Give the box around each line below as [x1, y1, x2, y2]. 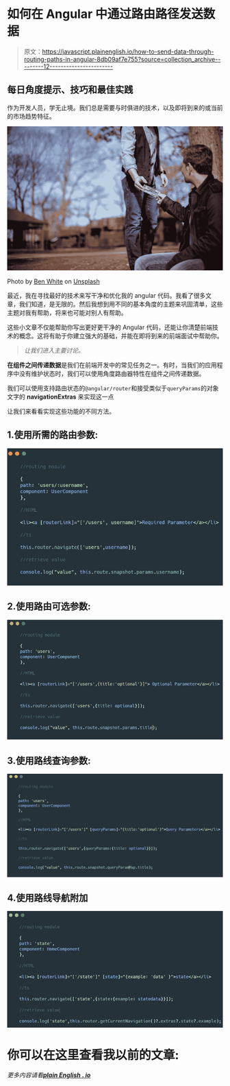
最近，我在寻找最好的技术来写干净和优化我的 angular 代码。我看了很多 [7, 291, 206, 299]
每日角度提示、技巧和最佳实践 [7, 84, 133, 96]
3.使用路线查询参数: [7, 755, 91, 766]
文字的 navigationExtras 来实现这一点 [7, 392, 114, 401]
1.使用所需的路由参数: [7, 429, 99, 441]
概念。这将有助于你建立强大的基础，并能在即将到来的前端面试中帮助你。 [18, 331, 223, 340]
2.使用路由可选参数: [7, 601, 91, 613]
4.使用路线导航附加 [7, 893, 88, 904]
